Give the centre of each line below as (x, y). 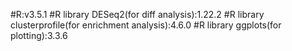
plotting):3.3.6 (39, 35)
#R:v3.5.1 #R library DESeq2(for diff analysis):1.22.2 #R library (137, 14)
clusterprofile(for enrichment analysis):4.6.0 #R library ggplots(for (146, 25)
